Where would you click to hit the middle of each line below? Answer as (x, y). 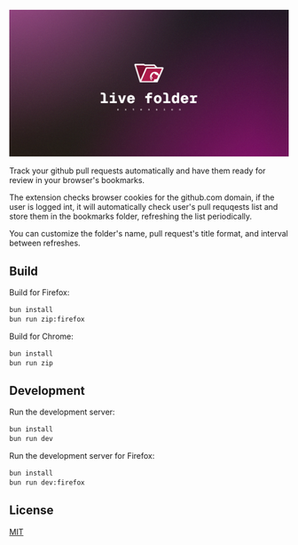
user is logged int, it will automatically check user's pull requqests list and (144, 207)
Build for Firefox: (39, 293)
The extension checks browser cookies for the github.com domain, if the (142, 197)
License (31, 511)
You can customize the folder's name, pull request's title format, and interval (149, 234)
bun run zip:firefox (47, 319)
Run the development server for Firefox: (82, 456)
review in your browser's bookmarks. (77, 180)
